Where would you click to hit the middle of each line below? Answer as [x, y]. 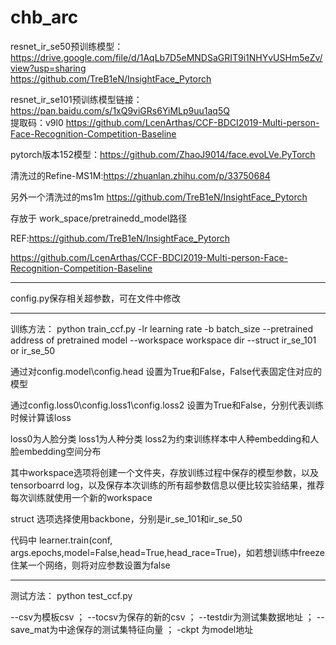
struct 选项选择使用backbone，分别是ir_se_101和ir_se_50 [126, 518]
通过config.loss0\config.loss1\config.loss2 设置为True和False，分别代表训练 [167, 405]
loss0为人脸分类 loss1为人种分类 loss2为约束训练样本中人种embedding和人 [165, 438]
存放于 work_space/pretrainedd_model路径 [99, 218]
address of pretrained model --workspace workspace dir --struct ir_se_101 [163, 340]
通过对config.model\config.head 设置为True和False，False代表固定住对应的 [166, 371]
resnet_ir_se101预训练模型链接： [76, 99]
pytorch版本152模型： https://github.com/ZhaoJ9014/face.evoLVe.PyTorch [163, 154]
